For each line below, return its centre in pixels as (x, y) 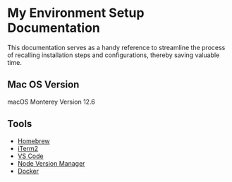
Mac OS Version (43, 85)
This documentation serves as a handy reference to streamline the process (116, 47)
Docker (28, 171)
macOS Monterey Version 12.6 (51, 102)
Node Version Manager (51, 163)
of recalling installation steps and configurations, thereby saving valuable (114, 55)
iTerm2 (28, 148)
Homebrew (33, 141)
